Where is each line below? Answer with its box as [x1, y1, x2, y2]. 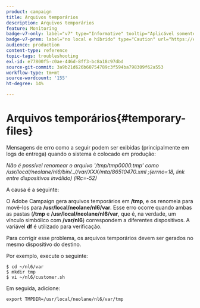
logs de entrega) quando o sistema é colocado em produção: [6, 150, 156, 157]
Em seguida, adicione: [6, 284, 61, 292]
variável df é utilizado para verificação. [6, 223, 102, 230]
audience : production [6, 42, 60, 48]
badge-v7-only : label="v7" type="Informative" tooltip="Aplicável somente [6, 31, 196, 37]
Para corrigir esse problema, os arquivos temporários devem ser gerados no [6, 234, 193, 241]
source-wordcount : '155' [6, 75, 68, 81]
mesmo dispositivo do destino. [6, 241, 82, 248]
